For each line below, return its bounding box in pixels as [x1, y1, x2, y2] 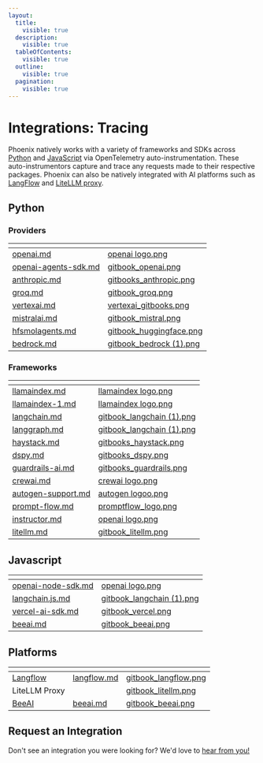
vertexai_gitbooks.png [107, 300, 190, 311]
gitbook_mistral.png [107, 313, 181, 323]
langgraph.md [12, 424, 65, 435]
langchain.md [12, 411, 63, 422]
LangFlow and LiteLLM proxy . [8, 178, 104, 188]
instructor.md [12, 514, 62, 525]
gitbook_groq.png [107, 287, 173, 298]
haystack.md [12, 437, 60, 448]
